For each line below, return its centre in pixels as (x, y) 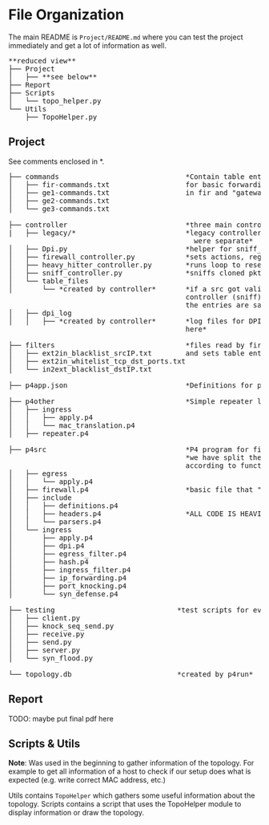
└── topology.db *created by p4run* (131, 674)
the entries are (217, 305)
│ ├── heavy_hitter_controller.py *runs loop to (124, 265)
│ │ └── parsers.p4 (55, 522)
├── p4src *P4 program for (129, 449)
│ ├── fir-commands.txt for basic (116, 185)
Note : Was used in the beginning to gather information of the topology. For (131, 763)
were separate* (223, 241)
